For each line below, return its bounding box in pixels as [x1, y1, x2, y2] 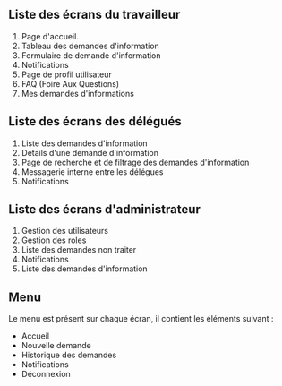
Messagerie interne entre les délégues [21, 166, 164, 177]
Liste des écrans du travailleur [8, 7, 181, 22]
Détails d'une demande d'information [21, 147, 158, 158]
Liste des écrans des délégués [8, 114, 182, 129]
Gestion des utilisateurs [21, 226, 109, 236]
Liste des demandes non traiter [21, 244, 137, 255]
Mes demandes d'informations [21, 88, 135, 99]
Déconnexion [21, 369, 71, 380]
